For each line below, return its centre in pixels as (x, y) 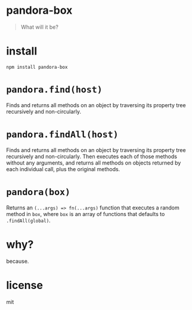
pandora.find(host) (54, 90)
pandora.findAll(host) (62, 135)
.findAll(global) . (28, 220)
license (25, 285)
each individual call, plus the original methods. (63, 169)
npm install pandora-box (37, 67)
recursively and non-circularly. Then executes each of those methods (92, 156)
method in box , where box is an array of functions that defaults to (86, 214)
